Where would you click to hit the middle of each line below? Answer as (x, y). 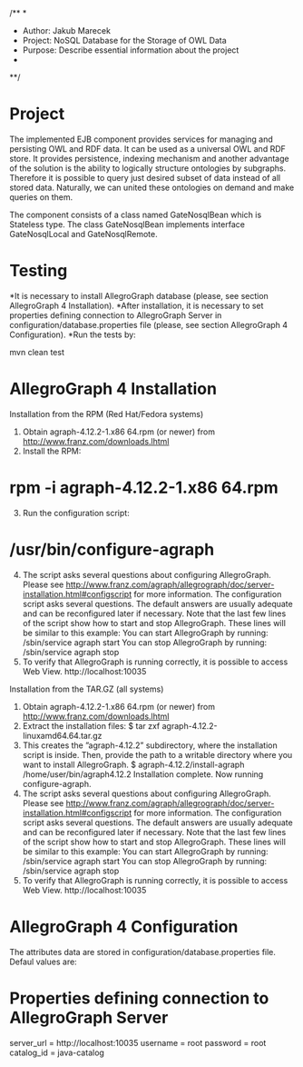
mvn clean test (37, 352)
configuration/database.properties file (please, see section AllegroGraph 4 (149, 324)
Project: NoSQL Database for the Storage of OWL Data (124, 40)
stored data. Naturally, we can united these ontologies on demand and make (152, 187)
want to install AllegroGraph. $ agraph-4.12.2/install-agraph (133, 764)
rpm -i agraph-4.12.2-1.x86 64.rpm (144, 488)
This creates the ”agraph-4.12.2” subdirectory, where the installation (150, 745)
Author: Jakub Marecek (67, 30)
